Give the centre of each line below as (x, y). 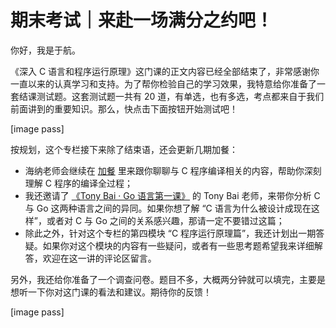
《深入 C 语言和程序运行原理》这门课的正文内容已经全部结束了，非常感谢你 (165, 71)
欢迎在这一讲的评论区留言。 (99, 258)
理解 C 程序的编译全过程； (78, 183)
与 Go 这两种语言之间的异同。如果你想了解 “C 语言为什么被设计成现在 (168, 208)
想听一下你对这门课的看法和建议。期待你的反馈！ (111, 292)
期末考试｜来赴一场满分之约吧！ (142, 20)
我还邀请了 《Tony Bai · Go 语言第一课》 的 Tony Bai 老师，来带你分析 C (172, 195)
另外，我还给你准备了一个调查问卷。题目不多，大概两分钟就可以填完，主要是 (168, 279)
